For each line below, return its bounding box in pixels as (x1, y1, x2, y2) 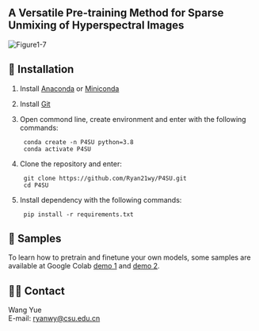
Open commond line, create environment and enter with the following (19, 114, 247, 124)
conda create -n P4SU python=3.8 (23, 138, 134, 146)
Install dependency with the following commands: (19, 195, 182, 204)
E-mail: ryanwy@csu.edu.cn (8, 314, 101, 323)
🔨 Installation (8, 63, 74, 76)
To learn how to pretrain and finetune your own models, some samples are (8, 253, 251, 262)
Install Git (19, 99, 51, 108)
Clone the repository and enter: (19, 158, 123, 169)
